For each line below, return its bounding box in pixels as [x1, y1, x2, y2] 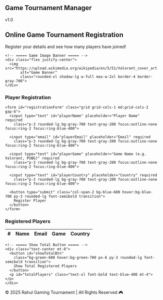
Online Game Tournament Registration [5, 31, 124, 39]
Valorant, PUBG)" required [5, 156, 60, 160]
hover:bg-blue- [122, 189, 153, 194]
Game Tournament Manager [5, 4, 92, 12]
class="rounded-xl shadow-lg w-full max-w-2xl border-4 [20, 74, 136, 79]
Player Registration [5, 94, 51, 101]
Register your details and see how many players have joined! [5, 44, 126, 49]
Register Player [14, 198, 47, 203]
